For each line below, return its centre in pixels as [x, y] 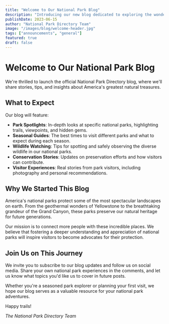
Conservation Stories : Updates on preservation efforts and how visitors [87, 157]
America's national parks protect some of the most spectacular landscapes [83, 201]
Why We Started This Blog [47, 189]
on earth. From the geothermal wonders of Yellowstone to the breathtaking [82, 206]
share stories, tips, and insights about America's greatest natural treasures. [83, 87]
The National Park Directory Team [41, 316]
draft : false [19, 43]
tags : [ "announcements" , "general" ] [44, 33]
